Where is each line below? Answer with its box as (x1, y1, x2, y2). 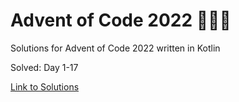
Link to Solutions (10, 80, 80, 93)
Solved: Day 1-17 (10, 61, 79, 73)
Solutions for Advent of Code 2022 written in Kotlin (10, 42, 221, 54)
